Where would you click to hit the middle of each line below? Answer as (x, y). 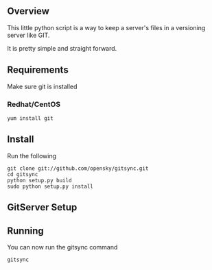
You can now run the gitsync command (62, 247)
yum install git (30, 118)
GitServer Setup (42, 207)
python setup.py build (39, 180)
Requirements (38, 70)
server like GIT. (28, 35)
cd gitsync (23, 174)
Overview (28, 11)
